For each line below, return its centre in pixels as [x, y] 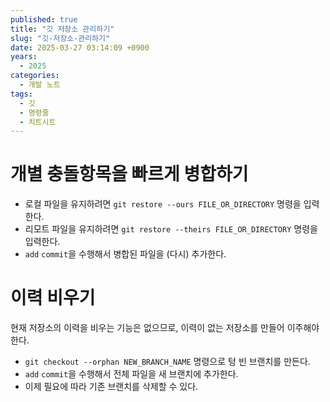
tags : [21, 94]
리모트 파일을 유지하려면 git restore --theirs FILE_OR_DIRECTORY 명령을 [171, 229]
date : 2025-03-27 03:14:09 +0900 [80, 47]
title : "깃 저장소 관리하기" [62, 29]
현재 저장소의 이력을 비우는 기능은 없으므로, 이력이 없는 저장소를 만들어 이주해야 [165, 328]
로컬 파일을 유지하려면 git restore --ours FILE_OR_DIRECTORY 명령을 [163, 204]
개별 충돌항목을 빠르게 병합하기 [129, 174]
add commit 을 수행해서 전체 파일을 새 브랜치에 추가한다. [131, 374]
